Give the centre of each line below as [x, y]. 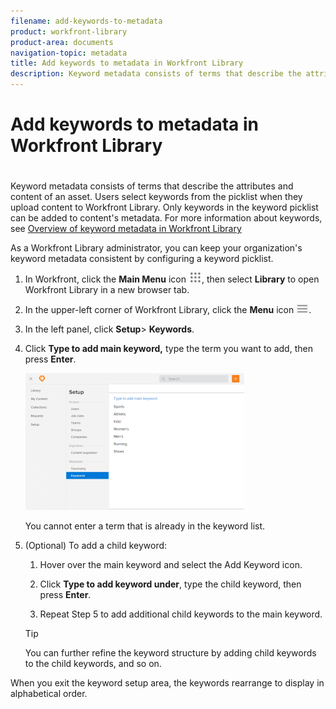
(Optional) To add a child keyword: [96, 546]
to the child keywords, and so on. [93, 664]
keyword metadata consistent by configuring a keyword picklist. [142, 259]
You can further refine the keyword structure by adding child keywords [170, 653]
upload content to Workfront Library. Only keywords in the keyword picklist [164, 207]
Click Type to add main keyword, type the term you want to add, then [168, 349]
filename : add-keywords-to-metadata [86, 21]
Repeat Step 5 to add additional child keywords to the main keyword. [181, 614]
